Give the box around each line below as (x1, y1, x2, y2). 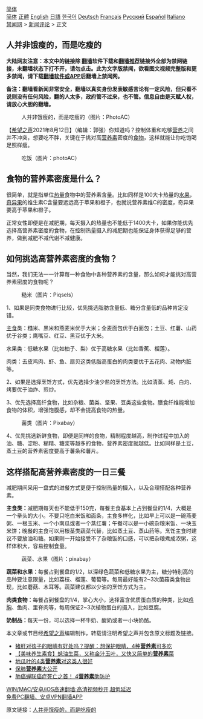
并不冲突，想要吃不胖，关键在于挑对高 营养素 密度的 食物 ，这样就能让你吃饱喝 (6, 133, 197, 141)
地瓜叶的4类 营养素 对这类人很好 (14, 658, 93, 665)
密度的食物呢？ (16, 278, 54, 286)
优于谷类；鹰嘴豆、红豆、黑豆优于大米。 (6, 332, 107, 339)
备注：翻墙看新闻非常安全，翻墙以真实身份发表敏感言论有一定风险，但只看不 (6, 85, 197, 92)
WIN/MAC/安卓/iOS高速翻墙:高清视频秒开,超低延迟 (6, 686, 132, 693)
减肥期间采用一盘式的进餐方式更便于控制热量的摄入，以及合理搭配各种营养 (6, 484, 192, 492)
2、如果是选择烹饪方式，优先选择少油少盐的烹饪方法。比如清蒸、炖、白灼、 (6, 378, 195, 386)
